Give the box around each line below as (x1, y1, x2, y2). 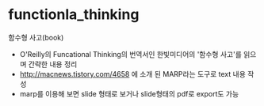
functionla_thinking (8, 6, 140, 24)
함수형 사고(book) (8, 32, 64, 42)
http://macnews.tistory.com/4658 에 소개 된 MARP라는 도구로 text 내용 (19, 69, 246, 78)
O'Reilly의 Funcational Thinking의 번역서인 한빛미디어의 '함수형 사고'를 (19, 49, 242, 59)
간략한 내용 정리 (28, 59, 78, 69)
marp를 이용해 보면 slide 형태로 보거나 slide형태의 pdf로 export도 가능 (19, 89, 239, 98)
